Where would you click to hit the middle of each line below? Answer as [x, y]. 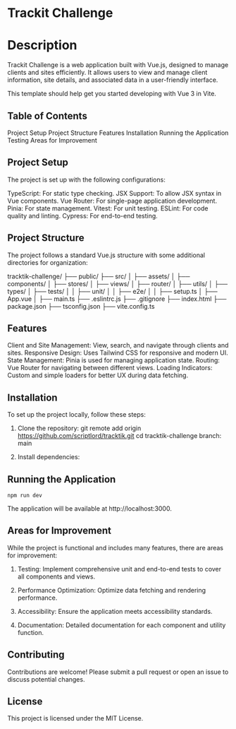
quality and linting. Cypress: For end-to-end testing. [83, 215]
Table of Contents [48, 115]
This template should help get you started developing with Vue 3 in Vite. [112, 94]
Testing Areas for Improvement [52, 140]
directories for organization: [48, 262]
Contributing [36, 655]
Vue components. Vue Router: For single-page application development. [112, 201]
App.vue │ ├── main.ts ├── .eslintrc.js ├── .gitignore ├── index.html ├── [117, 299]
